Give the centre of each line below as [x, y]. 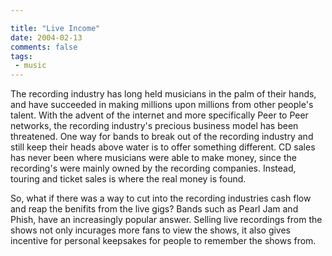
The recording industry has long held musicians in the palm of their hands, [163, 94]
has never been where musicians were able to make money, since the [153, 158]
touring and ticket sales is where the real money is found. [128, 179]
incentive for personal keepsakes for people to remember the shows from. [163, 241]
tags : [21, 56]
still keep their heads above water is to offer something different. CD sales [163, 147]
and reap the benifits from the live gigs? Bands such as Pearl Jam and [154, 209]
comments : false [44, 47]
